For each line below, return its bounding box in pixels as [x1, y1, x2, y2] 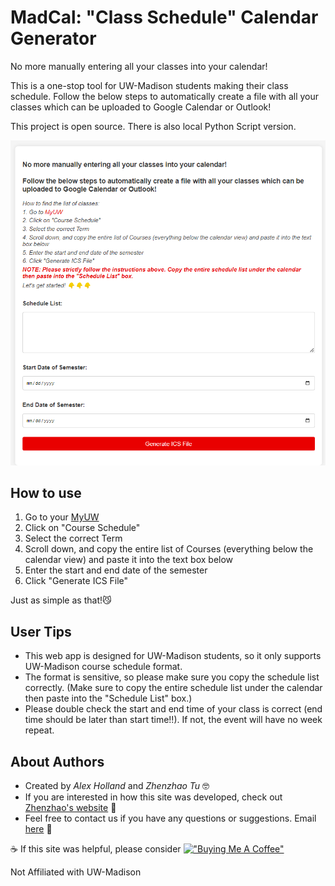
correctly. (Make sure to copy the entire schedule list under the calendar [24, 682, 323, 694]
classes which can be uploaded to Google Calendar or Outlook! [10, 101, 272, 113]
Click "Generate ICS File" [24, 575, 129, 587]
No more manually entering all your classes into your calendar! [10, 60, 268, 72]
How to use [10, 484, 82, 501]
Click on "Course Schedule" [24, 522, 141, 534]
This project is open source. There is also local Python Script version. [10, 120, 297, 132]
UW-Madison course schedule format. [24, 661, 183, 673]
